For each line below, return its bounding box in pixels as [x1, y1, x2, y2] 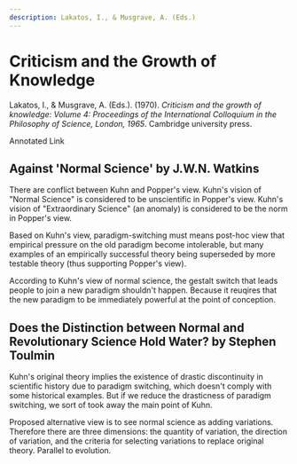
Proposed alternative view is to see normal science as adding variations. [9, 417, 274, 428]
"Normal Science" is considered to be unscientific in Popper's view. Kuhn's [9, 194, 284, 205]
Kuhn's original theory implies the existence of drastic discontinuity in [9, 372, 264, 382]
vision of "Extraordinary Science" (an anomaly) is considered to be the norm [9, 203, 288, 214]
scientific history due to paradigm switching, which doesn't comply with [9, 381, 272, 391]
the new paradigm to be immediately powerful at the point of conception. [9, 295, 277, 305]
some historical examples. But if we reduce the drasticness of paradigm [9, 390, 272, 401]
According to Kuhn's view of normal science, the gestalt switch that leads [9, 276, 278, 287]
